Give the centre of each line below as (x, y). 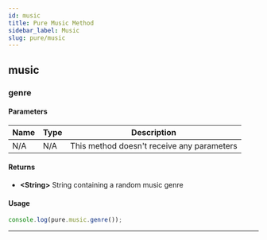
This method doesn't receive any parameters (154, 145)
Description (154, 132)
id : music (25, 15)
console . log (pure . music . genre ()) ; (66, 220)
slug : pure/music (37, 38)
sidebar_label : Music (44, 30)
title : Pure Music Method (51, 23)
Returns (22, 167)
